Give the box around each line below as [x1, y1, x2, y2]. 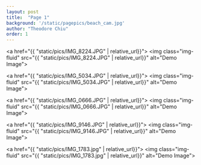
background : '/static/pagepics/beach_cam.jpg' [6, 20, 125, 26]
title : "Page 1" [6, 14, 50, 20]
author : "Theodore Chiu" [6, 25, 69, 32]
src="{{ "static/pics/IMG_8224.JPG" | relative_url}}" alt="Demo [20, 54, 178, 61]
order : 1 [6, 31, 28, 37]
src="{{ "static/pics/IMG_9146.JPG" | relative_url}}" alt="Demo [20, 128, 176, 135]
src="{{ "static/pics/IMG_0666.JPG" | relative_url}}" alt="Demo [20, 103, 178, 110]
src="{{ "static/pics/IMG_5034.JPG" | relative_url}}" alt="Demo [20, 79, 178, 86]
